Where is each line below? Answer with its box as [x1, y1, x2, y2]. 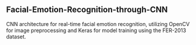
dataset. [6, 33, 27, 40]
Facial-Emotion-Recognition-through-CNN [6, 5, 168, 15]
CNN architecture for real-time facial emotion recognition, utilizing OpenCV [6, 20, 190, 27]
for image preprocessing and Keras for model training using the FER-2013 [6, 27, 186, 34]
